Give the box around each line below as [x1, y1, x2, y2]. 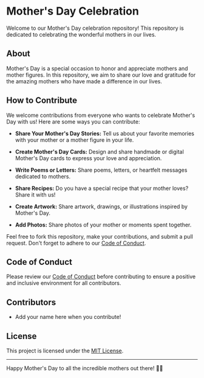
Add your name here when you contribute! [15, 313, 121, 321]
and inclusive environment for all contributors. [6, 279, 121, 287]
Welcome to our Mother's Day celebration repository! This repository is [6, 24, 184, 32]
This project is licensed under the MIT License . [6, 347, 124, 354]
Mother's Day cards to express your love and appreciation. [15, 154, 162, 162]
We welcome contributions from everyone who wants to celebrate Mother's [6, 111, 195, 119]
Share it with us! [15, 191, 56, 198]
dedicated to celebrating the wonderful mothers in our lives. [6, 30, 157, 38]
